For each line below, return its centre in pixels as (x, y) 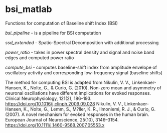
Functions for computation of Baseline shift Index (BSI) (61, 23)
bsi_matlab (29, 9)
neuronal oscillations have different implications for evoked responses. (78, 93)
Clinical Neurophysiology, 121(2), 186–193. (48, 98)
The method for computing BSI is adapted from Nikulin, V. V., (68, 82)
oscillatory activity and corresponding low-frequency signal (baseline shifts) (84, 73)
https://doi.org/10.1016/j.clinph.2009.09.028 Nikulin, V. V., (64, 103)
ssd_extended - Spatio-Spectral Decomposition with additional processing (82, 42)
